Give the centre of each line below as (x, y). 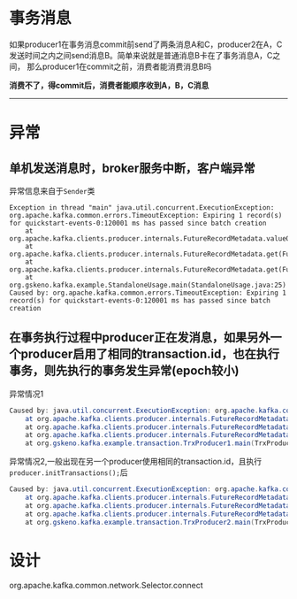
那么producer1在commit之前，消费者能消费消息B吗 (119, 66)
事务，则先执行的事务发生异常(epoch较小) (124, 371)
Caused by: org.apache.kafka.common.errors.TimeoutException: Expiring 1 (148, 293)
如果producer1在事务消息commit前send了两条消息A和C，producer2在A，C (146, 44)
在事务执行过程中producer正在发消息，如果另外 (140, 338)
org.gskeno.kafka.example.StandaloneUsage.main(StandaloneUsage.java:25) (148, 285)
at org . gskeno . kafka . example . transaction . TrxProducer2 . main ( (140, 522)
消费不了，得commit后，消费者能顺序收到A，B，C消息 (109, 85)
